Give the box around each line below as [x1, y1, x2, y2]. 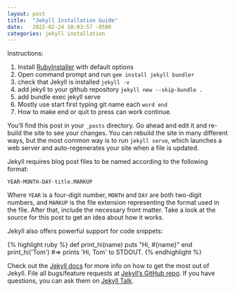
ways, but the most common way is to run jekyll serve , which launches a [7, 137, 222, 145]
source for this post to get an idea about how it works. [7, 213, 164, 222]
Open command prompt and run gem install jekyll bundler [17, 70, 195, 79]
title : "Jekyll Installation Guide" [7, 17, 118, 24]
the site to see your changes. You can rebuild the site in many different [23, 129, 228, 137]
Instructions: [7, 49, 44, 58]
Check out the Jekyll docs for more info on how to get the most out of [7, 262, 210, 270]
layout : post [7, 10, 46, 18]
